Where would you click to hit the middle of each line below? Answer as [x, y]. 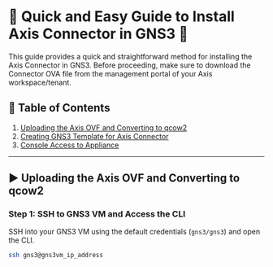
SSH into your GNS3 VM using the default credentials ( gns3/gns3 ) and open [134, 232]
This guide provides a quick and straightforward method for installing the [130, 56]
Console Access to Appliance [69, 145]
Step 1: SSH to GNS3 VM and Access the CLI [97, 214]
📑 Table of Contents [59, 108]
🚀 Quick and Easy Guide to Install [122, 17]
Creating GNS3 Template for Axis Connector [94, 136]
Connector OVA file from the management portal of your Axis [110, 73]
